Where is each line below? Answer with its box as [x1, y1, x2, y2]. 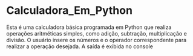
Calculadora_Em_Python [6, 4, 133, 17]
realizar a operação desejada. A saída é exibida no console [6, 43, 153, 50]
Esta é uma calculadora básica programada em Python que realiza [6, 23, 172, 31]
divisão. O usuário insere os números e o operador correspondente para [6, 36, 187, 43]
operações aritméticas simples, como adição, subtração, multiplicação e [6, 30, 188, 37]
